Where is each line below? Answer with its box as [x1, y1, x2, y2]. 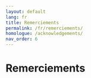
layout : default [5, 8, 46, 15]
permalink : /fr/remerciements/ [5, 25, 83, 31]
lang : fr [5, 14, 27, 20]
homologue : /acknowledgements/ [5, 31, 83, 37]
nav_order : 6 [5, 36, 38, 42]
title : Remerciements [5, 19, 59, 25]
